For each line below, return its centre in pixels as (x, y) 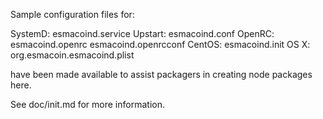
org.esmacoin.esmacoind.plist (72, 55)
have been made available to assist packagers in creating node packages (161, 74)
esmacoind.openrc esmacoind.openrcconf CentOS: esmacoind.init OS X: (160, 44)
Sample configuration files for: (72, 14)
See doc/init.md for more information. (87, 104)
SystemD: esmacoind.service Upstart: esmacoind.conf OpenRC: (142, 33)
